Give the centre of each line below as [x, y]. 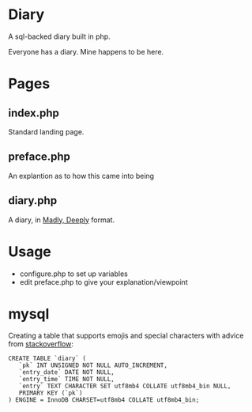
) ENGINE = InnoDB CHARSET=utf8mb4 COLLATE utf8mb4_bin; [104, 400]
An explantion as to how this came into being [81, 176]
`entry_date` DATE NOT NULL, [66, 372]
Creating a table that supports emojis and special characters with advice [126, 336]
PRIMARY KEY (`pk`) [51, 393]
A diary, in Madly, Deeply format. [62, 220]
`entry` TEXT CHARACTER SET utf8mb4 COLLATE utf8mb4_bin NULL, [125, 386]
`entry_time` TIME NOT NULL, [66, 380]
